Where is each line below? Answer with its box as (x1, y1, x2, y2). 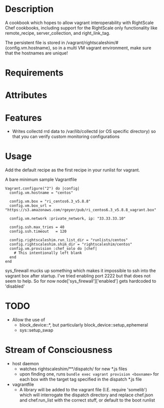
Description (5, 3, 54, 15)
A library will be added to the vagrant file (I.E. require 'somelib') (19, 387, 147, 393)
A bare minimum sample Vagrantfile (5, 177, 77, 183)
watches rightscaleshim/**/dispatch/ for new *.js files (19, 366, 127, 372)
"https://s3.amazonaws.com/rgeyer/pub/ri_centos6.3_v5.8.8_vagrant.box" (5, 208, 157, 213)
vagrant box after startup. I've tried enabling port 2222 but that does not (5, 273, 151, 279)
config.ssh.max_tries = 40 (9, 225, 65, 230)
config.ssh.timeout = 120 (9, 229, 67, 234)
